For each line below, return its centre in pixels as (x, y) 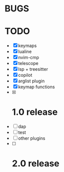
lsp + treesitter (33, 69)
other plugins (32, 138)
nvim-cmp (29, 57)
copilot (25, 75)
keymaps (28, 46)
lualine (25, 52)
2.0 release (36, 164)
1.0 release (35, 112)
